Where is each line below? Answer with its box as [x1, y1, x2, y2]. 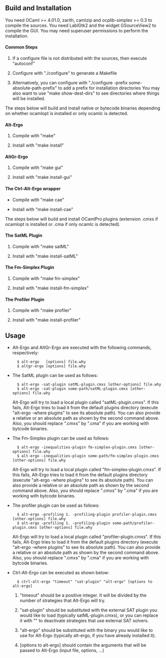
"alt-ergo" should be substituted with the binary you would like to [19, 627, 153, 633]
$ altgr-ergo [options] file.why [17, 364, 86, 369]
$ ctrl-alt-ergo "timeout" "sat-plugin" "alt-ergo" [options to [17, 579, 153, 584]
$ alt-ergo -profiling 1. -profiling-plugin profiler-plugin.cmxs [17, 512, 157, 517]
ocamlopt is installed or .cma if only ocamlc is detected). [5, 221, 120, 227]
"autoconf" [12, 60, 35, 66]
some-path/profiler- [112, 521, 155, 526]
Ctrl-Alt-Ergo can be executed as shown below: [12, 570, 110, 576]
